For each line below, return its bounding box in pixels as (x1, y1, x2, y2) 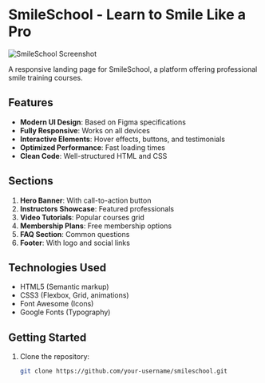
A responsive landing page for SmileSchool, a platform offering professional (8, 64, 258, 73)
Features (8, 96, 53, 109)
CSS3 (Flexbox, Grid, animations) (19, 290, 129, 300)
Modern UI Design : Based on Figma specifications (19, 117, 186, 127)
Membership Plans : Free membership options (19, 221, 172, 231)
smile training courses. (8, 73, 84, 82)
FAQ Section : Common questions (19, 229, 130, 239)
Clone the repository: (19, 352, 90, 361)
